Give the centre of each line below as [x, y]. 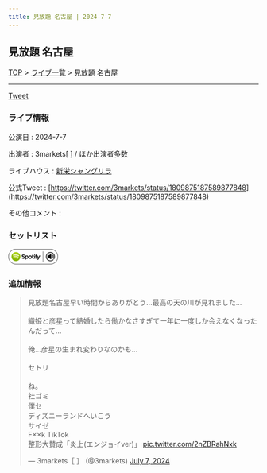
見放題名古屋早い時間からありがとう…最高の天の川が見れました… [135, 303]
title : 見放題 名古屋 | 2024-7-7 [60, 17]
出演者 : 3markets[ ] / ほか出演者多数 [68, 153]
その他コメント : [35, 213]
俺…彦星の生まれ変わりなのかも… [82, 349]
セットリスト [33, 235]
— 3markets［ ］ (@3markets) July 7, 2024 [99, 461]
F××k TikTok [48, 435]
